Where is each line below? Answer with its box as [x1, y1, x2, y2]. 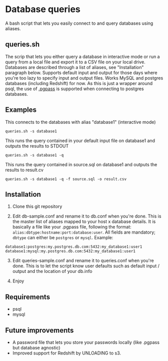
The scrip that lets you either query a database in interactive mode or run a [5, 53, 160, 59]
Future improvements [5, 326, 74, 334]
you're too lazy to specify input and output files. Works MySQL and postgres [5, 75, 163, 81]
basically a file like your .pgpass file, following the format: [12, 224, 132, 230]
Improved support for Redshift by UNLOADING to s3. [12, 350, 121, 356]
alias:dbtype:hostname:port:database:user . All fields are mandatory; [12, 229, 155, 235]
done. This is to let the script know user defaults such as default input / [12, 263, 159, 269]
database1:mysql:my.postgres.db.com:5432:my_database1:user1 [5, 249, 136, 254]
